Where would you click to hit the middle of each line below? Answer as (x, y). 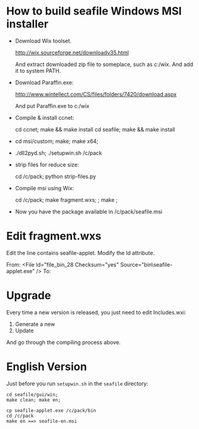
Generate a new (35, 324)
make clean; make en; (34, 400)
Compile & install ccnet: (45, 118)
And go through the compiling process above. (64, 342)
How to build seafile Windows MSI (94, 11)
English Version (47, 367)
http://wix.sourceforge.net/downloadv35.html (72, 52)
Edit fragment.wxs (54, 236)
